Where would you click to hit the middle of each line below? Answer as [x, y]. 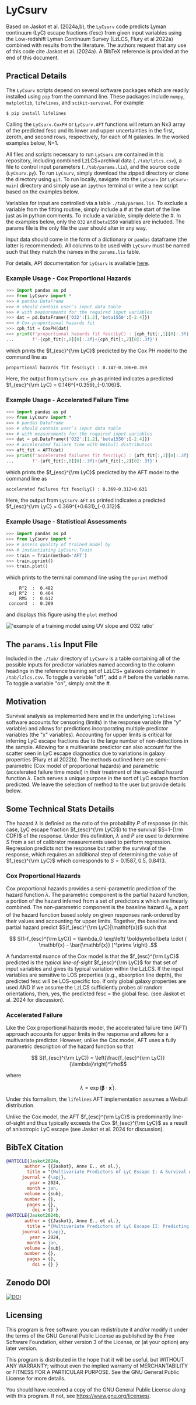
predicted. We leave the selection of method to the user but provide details [96, 784]
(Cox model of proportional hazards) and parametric [96, 766]
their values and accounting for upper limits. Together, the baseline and [92, 921]
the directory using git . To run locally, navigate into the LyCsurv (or [86, 179]
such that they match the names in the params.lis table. [73, 251]
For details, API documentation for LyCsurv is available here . [78, 263]
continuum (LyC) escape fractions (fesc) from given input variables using [94, 32]
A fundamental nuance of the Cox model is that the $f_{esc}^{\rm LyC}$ [92, 956]
